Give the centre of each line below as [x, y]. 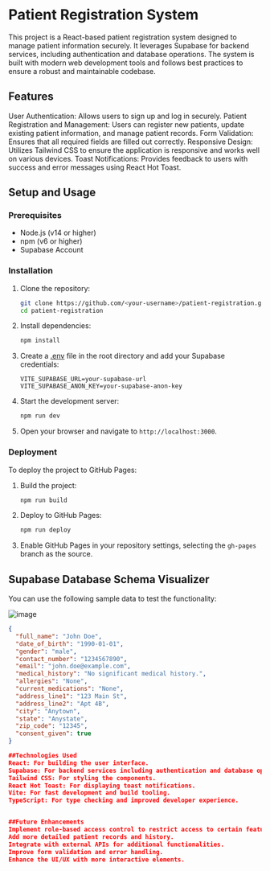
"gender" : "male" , [47, 651]
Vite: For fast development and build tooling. [90, 793]
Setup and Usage [52, 193]
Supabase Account [51, 250]
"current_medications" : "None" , [70, 689]
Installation [31, 271]
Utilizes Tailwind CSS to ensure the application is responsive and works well [134, 150]
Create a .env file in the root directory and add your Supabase [122, 356]
